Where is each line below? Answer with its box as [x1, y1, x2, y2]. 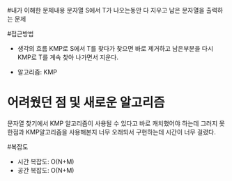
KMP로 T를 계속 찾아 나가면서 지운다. [17, 53, 118, 61]
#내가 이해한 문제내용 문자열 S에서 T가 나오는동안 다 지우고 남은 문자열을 [7, 6, 205, 14]
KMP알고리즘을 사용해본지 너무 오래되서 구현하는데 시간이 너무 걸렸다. [25, 127, 216, 136]
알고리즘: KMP [17, 68, 58, 76]
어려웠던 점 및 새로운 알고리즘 [7, 95, 165, 111]
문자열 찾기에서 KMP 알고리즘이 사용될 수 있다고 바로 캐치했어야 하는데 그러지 [7, 119, 218, 127]
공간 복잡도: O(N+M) [17, 166, 75, 174]
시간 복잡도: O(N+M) [17, 157, 75, 166]
